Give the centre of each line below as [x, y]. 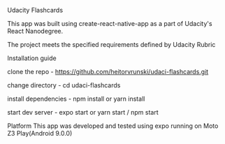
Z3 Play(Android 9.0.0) [40, 133]
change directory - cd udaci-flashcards [64, 85]
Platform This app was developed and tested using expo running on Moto [113, 126]
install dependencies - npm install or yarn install [76, 99]
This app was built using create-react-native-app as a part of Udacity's [110, 23]
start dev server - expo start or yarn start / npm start [83, 112]
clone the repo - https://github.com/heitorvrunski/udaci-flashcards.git [108, 72]
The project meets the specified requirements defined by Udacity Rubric [111, 44]
